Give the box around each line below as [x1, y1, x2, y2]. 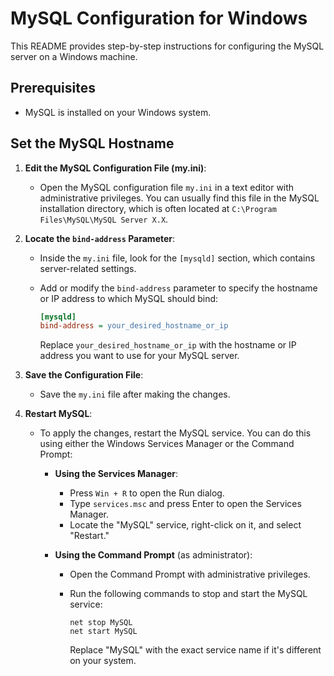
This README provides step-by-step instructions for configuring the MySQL [10, 40, 325, 52]
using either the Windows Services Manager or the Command [39, 438, 295, 450]
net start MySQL [69, 627, 138, 637]
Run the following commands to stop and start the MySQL [69, 588, 308, 600]
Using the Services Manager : [54, 468, 178, 480]
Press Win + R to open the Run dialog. [69, 487, 225, 499]
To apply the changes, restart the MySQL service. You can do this [39, 427, 312, 439]
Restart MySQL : [24, 408, 93, 420]
